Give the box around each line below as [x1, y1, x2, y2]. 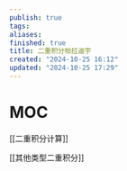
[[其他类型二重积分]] [9, 152, 85, 163]
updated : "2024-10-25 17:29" [9, 64, 119, 73]
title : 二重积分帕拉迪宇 [9, 47, 92, 56]
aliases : [9, 30, 42, 39]
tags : [9, 22, 30, 31]
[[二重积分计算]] [9, 132, 69, 144]
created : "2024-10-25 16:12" [9, 55, 119, 64]
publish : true [9, 13, 63, 22]
